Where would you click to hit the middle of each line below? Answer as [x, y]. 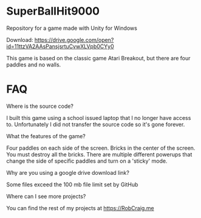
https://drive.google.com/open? [74, 40]
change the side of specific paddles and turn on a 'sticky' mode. [87, 161]
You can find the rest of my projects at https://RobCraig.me [80, 208]
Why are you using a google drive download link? [68, 172]
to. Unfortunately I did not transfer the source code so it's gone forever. [96, 124]
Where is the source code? [40, 106]
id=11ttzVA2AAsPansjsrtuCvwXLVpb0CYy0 [60, 46]
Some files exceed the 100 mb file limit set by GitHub [72, 185]
